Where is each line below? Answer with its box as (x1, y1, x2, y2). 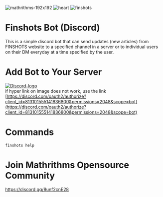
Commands (5, 127, 54, 138)
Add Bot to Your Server (5, 66, 102, 78)
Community (5, 170, 55, 181)
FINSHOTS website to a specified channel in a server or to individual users (5, 44, 159, 50)
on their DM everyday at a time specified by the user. (5, 49, 114, 55)
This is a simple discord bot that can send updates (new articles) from (5, 38, 149, 44)
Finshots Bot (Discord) (5, 22, 100, 33)
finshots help (5, 143, 35, 148)
